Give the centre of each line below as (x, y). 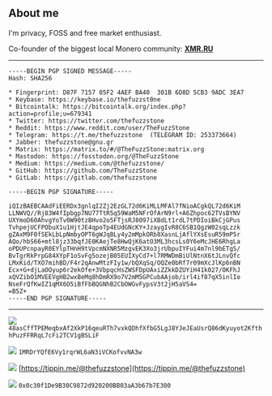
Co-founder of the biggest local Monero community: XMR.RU (111, 49)
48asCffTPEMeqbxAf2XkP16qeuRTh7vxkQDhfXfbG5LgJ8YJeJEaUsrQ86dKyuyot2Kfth (136, 328)
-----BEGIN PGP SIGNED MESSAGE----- (70, 71)
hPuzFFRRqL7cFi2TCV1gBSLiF (54, 335)
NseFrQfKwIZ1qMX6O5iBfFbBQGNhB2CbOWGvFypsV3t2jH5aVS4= (103, 284)
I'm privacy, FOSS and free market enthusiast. (85, 32)
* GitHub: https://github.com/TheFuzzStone (83, 170)
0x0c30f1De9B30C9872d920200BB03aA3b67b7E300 (95, 385)
